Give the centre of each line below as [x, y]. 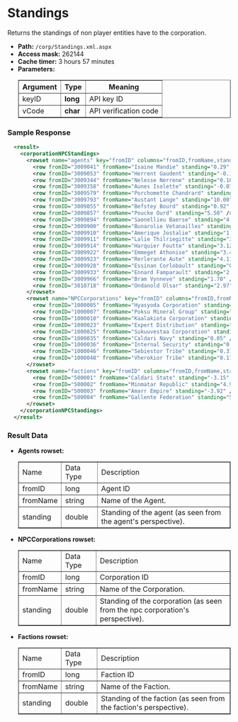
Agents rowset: [41, 451]
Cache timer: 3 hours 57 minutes [66, 61]
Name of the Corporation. [142, 590]
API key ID [106, 98]
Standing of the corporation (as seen [161, 602]
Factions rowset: [43, 637]
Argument [40, 86]
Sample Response [39, 132]
